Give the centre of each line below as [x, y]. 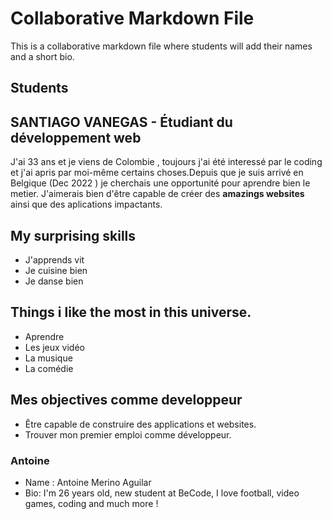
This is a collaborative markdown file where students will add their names [161, 46]
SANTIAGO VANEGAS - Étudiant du [121, 122]
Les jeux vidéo [55, 347]
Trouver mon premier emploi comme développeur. [128, 434]
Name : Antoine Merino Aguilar [88, 482]
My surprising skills [73, 235]
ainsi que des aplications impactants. [86, 204]
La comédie [49, 368]
